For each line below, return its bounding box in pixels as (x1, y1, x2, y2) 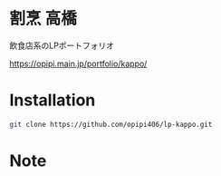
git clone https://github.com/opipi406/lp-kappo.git (9, 120, 213, 129)
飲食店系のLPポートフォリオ (9, 40, 115, 51)
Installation (9, 90, 96, 111)
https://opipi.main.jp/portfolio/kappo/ (9, 58, 148, 69)
